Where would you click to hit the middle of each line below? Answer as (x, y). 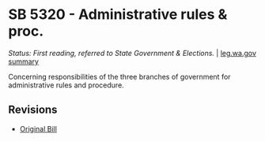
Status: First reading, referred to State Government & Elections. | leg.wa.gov (132, 53)
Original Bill (38, 128)
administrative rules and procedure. (66, 85)
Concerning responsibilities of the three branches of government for (119, 76)
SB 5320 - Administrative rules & (118, 15)
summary (24, 61)
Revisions (33, 110)
